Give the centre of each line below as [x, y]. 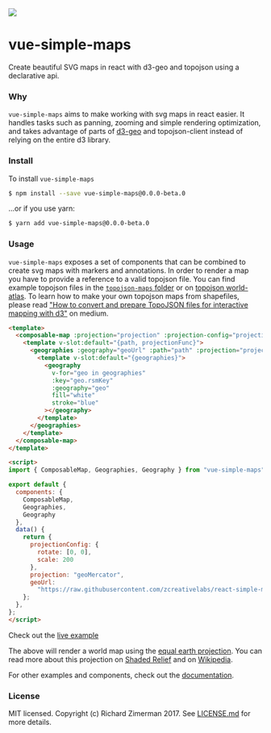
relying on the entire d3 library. [60, 140]
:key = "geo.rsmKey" [82, 380]
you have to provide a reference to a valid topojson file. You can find [122, 279]
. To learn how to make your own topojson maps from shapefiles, [131, 296]
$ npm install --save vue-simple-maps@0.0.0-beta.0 [97, 193]
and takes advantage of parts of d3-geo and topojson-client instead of [126, 132]
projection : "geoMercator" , [77, 575]
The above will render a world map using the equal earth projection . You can [135, 651]
